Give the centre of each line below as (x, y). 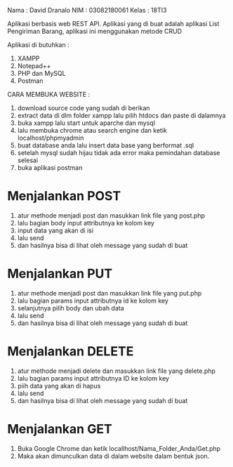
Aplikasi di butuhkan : (38, 45)
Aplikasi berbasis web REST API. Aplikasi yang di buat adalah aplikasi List (113, 24)
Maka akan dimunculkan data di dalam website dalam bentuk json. (113, 456)
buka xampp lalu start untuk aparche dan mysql (86, 123)
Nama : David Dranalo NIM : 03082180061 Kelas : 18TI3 (87, 10)
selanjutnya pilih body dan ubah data (71, 308)
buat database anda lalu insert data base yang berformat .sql (106, 145)
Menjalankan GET (60, 429)
